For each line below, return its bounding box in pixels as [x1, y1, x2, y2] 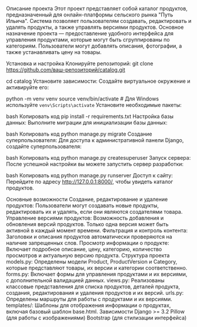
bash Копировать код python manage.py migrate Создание [6, 130, 152, 137]
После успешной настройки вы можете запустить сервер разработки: [6, 161, 184, 167]
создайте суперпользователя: [6, 143, 82, 150]
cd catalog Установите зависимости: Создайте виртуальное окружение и [6, 77, 191, 85]
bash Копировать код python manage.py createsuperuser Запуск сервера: [6, 154, 191, 161]
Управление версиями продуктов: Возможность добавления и [6, 214, 164, 221]
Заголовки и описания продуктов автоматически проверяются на [6, 233, 172, 240]
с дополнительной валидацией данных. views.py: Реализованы [6, 277, 165, 284]
